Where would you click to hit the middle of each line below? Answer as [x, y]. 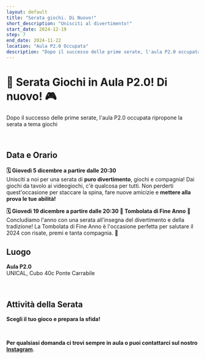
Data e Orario [32, 155]
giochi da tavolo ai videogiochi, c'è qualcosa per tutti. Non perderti [90, 186]
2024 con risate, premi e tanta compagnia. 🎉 [63, 233]
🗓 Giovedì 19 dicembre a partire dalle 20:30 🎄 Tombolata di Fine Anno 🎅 [99, 211]
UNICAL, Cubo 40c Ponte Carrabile [51, 273]
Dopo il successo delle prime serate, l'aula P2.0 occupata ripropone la [95, 118]
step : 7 [16, 35]
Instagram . [20, 349]
